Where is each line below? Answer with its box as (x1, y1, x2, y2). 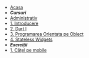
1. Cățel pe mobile (9, 47, 47, 53)
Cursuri (9, 10, 26, 16)
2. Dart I (9, 26, 27, 32)
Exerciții (9, 42, 27, 47)
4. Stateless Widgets (9, 36, 53, 42)
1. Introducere (9, 20, 38, 26)
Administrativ (9, 15, 37, 21)
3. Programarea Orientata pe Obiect (9, 31, 84, 37)
